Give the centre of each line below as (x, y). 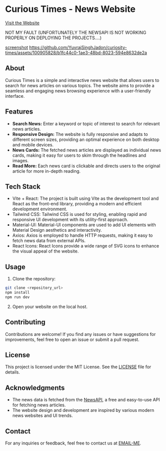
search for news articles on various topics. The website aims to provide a (80, 85)
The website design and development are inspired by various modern (83, 410)
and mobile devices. (33, 144)
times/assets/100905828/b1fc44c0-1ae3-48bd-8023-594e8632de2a (76, 53)
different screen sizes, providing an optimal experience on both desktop (86, 139)
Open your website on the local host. (50, 307)
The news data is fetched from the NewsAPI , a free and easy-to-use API (86, 400)
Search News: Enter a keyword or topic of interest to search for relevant (86, 124)
